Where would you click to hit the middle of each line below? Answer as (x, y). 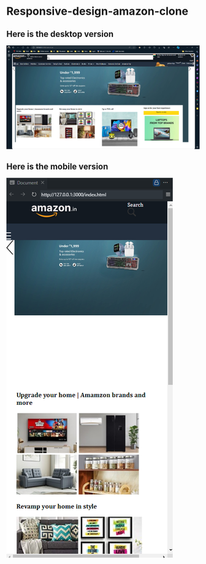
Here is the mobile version (57, 166)
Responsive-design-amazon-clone (97, 11)
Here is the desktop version (60, 34)
